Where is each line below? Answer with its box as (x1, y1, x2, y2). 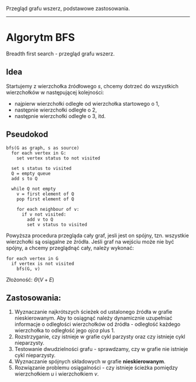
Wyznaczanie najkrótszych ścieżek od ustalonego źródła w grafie (14, 308, 173, 315)
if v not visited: (21, 211, 66, 217)
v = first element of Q (16, 191, 75, 197)
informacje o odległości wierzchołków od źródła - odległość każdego (14, 321, 181, 328)
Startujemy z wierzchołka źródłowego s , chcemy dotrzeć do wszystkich (6, 82, 179, 89)
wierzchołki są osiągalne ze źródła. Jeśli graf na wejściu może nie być (6, 238, 174, 245)
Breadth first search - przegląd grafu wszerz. (6, 50, 115, 57)
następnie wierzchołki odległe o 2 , (14, 106, 97, 113)
